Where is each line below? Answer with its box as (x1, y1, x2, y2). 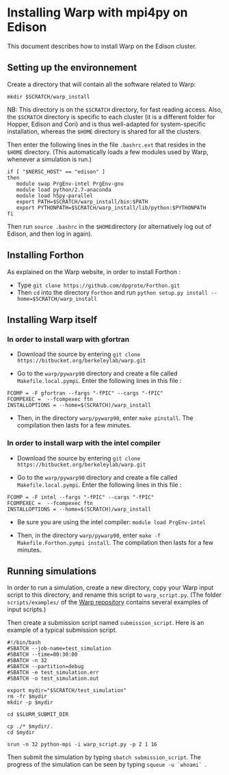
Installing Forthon (7, 249, 84, 261)
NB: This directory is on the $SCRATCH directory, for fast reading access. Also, (7, 105, 223, 114)
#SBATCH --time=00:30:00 (7, 651, 78, 659)
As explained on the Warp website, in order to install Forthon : (7, 267, 181, 275)
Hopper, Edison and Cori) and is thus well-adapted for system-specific (7, 120, 206, 128)
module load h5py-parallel (16, 192, 94, 199)
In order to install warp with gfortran (7, 334, 130, 344)
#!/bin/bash (7, 639, 41, 646)
